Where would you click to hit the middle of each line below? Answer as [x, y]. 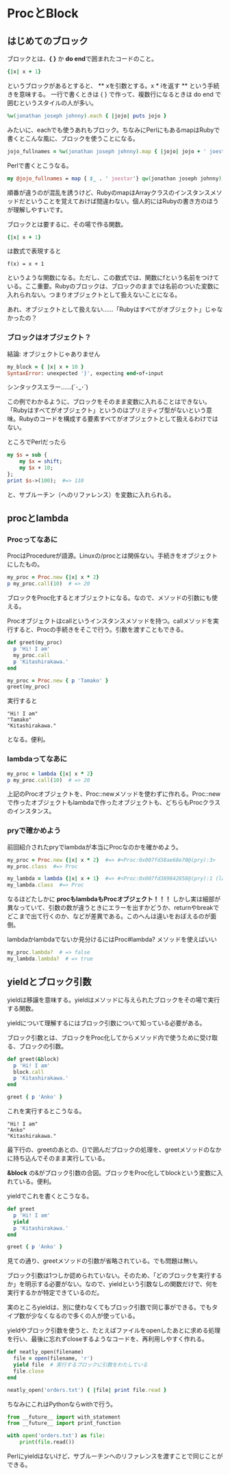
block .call [29, 1072]
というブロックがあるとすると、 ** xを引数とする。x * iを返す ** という [107, 85]
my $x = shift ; [41, 461]
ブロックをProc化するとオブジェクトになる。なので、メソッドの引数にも [110, 598]
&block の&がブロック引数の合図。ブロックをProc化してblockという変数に [112, 1173]
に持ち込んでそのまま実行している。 [58, 1158]
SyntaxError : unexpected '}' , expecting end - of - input [86, 373]
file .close [29, 1371]
